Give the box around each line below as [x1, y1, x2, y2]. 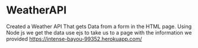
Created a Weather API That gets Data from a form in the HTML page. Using [6, 23, 192, 30]
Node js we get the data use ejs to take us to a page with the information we [6, 29, 192, 36]
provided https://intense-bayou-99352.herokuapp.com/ [6, 35, 142, 42]
